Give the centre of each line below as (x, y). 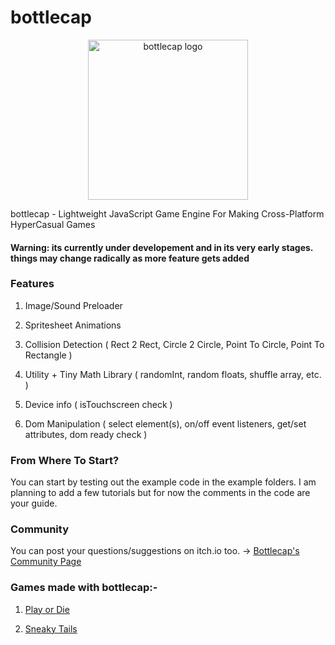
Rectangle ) (48, 355)
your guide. (34, 503)
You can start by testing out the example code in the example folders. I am (163, 482)
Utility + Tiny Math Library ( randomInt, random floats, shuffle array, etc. (173, 374)
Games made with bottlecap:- (84, 588)
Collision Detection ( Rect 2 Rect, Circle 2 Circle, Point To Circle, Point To (174, 344)
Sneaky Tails (51, 628)
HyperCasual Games (53, 224)
